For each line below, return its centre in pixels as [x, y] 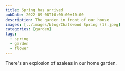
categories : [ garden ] [29, 29]
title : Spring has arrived [34, 10]
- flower [19, 48]
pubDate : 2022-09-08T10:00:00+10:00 [44, 15]
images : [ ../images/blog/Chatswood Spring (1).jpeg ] [63, 24]
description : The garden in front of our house [57, 20]
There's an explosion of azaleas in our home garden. [61, 63]
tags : [11, 34]
